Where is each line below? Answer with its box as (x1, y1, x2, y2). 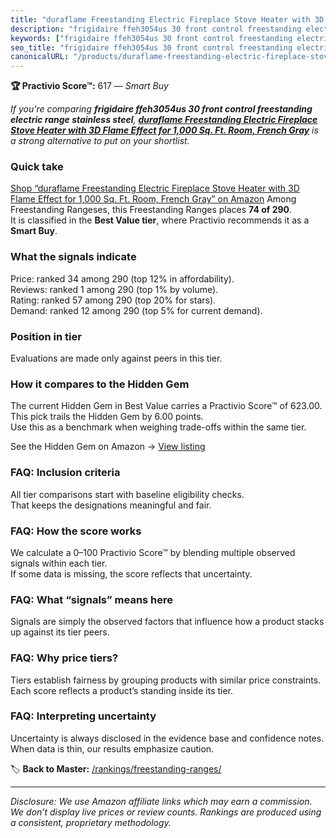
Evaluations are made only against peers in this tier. (10, 352, 223, 365)
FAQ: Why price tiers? (10, 651, 119, 665)
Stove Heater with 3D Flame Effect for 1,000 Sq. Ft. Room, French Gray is (10, 124, 319, 136)
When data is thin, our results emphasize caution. (10, 742, 215, 755)
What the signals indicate (10, 250, 137, 264)
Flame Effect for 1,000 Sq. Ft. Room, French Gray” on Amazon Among (10, 193, 297, 205)
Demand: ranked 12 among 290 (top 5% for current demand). (10, 304, 263, 316)
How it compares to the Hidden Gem (10, 377, 190, 391)
